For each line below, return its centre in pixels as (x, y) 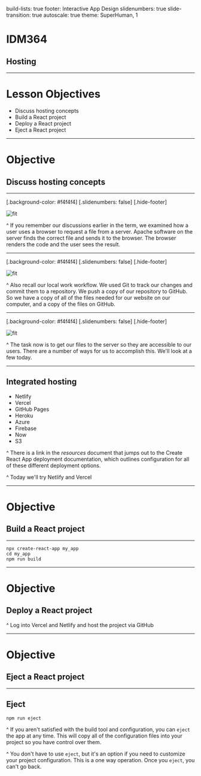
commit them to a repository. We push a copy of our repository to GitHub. (97, 291)
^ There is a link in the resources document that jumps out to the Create (94, 452)
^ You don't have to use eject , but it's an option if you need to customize (96, 754)
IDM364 (27, 39)
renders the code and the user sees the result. (63, 244)
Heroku (24, 415)
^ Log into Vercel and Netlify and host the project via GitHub (80, 625)
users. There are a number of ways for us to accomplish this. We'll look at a (99, 351)
